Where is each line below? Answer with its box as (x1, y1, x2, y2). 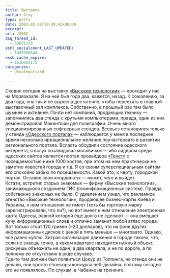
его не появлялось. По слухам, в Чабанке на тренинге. (5, 267, 125, 273)
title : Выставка (5, 7, 40, 13)
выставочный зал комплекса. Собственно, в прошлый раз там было (5, 104, 154, 110)
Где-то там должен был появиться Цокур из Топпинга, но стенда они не (5, 256, 163, 262)
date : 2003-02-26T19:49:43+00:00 (5, 21, 76, 27)
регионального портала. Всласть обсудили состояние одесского (5, 142, 147, 148)
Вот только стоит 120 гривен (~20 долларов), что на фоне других (5, 223, 147, 229)
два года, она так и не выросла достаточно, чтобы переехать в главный (5, 99, 162, 105)
